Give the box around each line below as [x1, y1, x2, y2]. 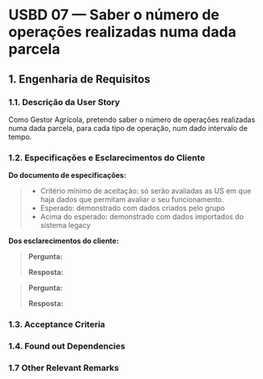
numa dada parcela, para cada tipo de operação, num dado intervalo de [8, 123, 248, 133]
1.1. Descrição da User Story [8, 96, 121, 107]
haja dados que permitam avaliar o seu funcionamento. [40, 195, 224, 204]
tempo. [8, 132, 32, 141]
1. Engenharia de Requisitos [8, 72, 151, 86]
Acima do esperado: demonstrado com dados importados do [40, 212, 244, 221]
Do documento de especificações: [8, 171, 127, 180]
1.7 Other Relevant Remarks [8, 362, 120, 373]
